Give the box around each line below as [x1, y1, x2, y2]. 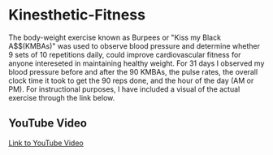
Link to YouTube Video [8, 138, 84, 148]
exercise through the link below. [8, 93, 115, 102]
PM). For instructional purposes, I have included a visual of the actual [8, 84, 240, 94]
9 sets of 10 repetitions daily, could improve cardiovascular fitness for [8, 50, 241, 59]
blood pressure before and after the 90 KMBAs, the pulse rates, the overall [8, 67, 258, 76]
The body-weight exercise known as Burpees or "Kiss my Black [8, 32, 222, 42]
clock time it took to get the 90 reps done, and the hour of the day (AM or [8, 75, 254, 85]
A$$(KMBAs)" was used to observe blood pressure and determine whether [8, 41, 260, 50]
